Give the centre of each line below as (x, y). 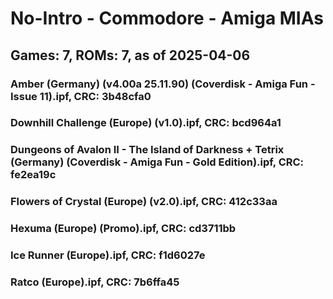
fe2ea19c (33, 175)
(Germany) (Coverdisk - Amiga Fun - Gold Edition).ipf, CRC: (157, 162)
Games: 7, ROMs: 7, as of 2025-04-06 (130, 55)
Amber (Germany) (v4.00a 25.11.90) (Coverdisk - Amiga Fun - (163, 84)
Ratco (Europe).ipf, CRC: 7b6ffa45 (95, 282)
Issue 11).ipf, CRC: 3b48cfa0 (81, 96)
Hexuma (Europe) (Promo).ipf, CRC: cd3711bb (123, 229)
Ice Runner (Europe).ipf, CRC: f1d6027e (108, 255)
